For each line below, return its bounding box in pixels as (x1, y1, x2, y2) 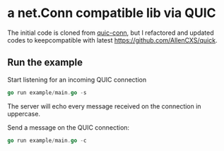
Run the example (7, 57, 83, 69)
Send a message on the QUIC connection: (7, 123, 129, 132)
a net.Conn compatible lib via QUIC (7, 5, 217, 21)
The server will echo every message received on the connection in (7, 101, 201, 111)
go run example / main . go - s (7, 89, 87, 96)
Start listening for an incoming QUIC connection (7, 75, 147, 84)
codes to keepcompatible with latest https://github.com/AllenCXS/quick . (7, 35, 218, 44)
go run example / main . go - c (7, 137, 87, 144)
